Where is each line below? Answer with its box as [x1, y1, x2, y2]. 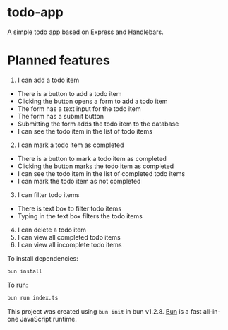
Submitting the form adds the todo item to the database [17, 119, 179, 128]
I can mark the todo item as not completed [17, 177, 141, 185]
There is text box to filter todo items [17, 204, 122, 213]
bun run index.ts [7, 294, 59, 301]
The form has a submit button [17, 112, 104, 120]
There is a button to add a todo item [17, 89, 122, 98]
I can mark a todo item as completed [17, 141, 124, 149]
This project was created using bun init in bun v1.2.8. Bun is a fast [7, 307, 202, 315]
